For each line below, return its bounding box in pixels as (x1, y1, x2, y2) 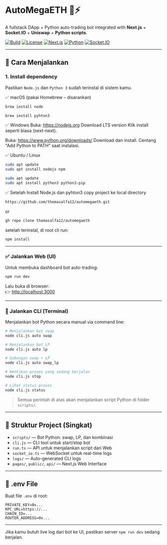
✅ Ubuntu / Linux (5, 152, 41, 158)
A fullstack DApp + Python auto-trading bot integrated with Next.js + (5, 24, 147, 30)
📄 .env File (5, 479, 38, 488)
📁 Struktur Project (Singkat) (5, 421, 92, 430)
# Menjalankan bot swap (5, 328, 55, 333)
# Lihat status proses (5, 383, 52, 388)
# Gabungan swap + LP (5, 356, 50, 361)
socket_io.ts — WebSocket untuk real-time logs (12, 450, 112, 456)
